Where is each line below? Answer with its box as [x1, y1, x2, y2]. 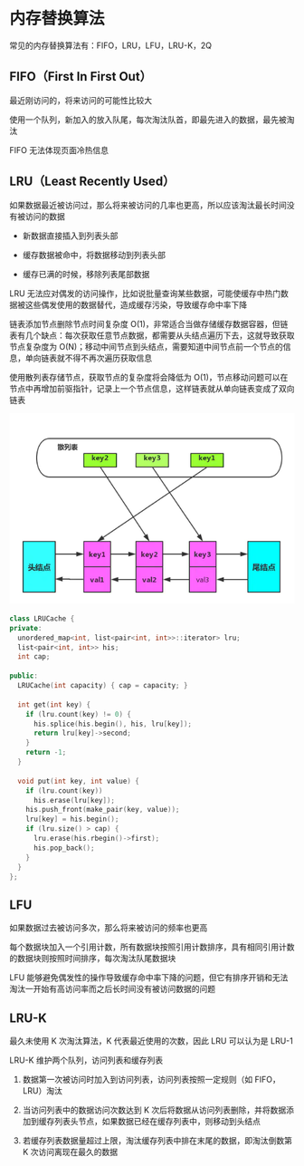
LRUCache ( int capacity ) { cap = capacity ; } [17, 681, 188, 690]
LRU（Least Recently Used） [9, 174, 176, 189]
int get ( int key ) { [17, 699, 91, 709]
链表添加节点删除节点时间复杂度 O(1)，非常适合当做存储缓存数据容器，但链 [9, 318, 289, 329]
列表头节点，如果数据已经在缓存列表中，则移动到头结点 [53, 1116, 261, 1127]
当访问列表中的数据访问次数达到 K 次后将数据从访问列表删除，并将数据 [22, 1104, 287, 1115]
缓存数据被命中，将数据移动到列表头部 [22, 249, 166, 260]
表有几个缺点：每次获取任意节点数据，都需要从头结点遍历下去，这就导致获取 [9, 330, 295, 341]
